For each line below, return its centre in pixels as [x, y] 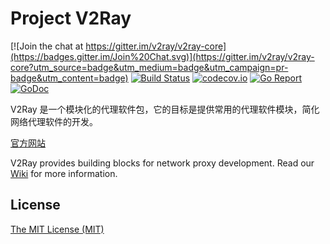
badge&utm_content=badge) [69, 78]
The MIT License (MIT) [57, 229]
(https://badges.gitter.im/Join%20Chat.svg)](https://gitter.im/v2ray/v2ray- [162, 56]
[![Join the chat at [47, 46]
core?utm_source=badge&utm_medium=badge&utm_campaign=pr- [149, 67]
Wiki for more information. [64, 173]
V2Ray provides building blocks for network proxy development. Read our [162, 163]
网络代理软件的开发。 [54, 121]
